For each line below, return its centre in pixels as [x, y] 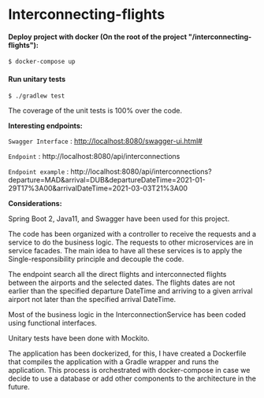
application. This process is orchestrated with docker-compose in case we [129, 370]
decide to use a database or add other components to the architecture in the [132, 378]
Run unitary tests [37, 79]
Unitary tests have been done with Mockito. [79, 338]
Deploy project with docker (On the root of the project [98, 36]
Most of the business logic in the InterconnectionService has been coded [127, 314]
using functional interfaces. [52, 322]
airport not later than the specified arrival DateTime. [92, 299]
